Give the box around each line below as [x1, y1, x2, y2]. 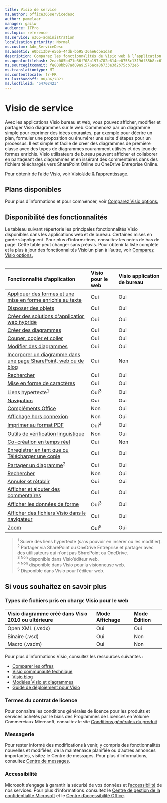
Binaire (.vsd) [7, 633, 39, 640]
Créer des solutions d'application [7, 313, 85, 320]
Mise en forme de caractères [7, 380, 76, 387]
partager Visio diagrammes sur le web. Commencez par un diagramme [5, 124, 151, 130]
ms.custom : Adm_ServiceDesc [5, 44, 64, 49]
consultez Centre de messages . [5, 758, 71, 764]
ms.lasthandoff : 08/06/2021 [5, 77, 64, 81]
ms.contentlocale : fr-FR [5, 72, 57, 77]
